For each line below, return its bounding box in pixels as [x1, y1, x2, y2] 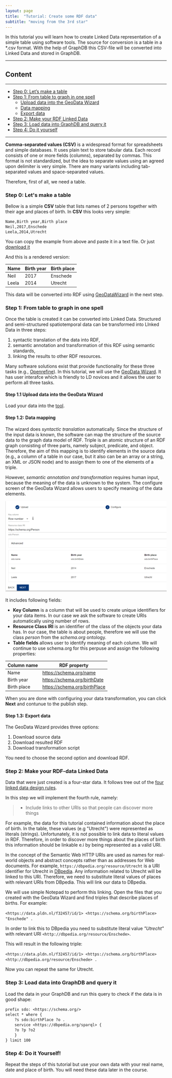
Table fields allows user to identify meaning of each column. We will [12, 640, 157, 646]
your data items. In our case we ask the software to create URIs [12, 612, 147, 619]
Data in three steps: [5, 327, 47, 333]
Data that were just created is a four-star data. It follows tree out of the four [5, 779, 164, 785]
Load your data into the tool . [5, 403, 65, 409]
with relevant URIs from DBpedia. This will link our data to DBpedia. [5, 879, 147, 885]
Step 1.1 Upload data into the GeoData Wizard [5, 391, 103, 397]
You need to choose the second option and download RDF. [5, 755, 130, 761]
